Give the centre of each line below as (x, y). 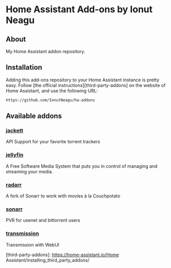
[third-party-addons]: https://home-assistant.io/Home (63, 255)
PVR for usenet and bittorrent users (43, 220)
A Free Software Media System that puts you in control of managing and (82, 166)
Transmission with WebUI (33, 244)
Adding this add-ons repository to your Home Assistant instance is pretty (83, 80)
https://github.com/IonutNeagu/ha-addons (51, 100)
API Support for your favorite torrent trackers (53, 142)
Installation (24, 68)
